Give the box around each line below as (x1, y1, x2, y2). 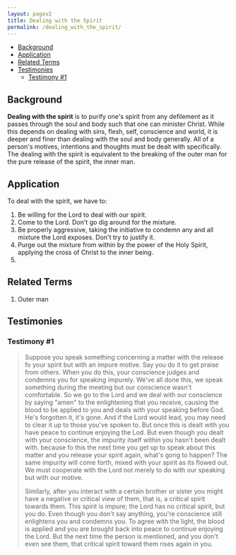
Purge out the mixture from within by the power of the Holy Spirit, (17, 241, 208, 248)
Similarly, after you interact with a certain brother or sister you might (24, 486, 224, 496)
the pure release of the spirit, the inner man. (7, 157, 136, 166)
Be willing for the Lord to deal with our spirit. (17, 210, 147, 219)
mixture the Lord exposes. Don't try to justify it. (17, 233, 155, 241)
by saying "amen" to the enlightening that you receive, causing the (24, 398, 219, 406)
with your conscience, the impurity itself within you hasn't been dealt (24, 435, 226, 444)
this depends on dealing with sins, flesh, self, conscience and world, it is (7, 127, 218, 136)
